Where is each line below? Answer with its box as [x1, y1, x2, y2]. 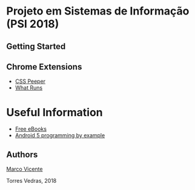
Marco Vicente [6, 165, 43, 173]
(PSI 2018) [6, 17, 59, 31]
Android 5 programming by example [15, 132, 105, 139]
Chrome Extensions [6, 62, 82, 72]
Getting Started [6, 41, 66, 51]
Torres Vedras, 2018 [6, 177, 57, 185]
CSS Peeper [15, 77, 46, 85]
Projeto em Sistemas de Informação [6, 4, 190, 18]
